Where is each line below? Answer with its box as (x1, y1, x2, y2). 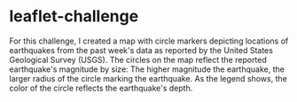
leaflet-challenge (9, 6, 139, 27)
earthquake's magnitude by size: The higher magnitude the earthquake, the (9, 64, 285, 75)
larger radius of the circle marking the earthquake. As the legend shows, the (9, 73, 288, 83)
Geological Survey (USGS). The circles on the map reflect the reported (9, 54, 268, 65)
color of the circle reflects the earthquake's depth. (9, 82, 193, 93)
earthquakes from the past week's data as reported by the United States (9, 44, 273, 55)
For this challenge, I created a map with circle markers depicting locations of (9, 35, 289, 46)
